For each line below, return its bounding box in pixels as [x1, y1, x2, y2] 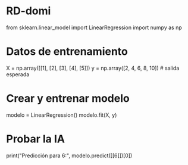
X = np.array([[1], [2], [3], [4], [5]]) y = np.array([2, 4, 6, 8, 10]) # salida [6, 64, 180, 71]
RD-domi [6, 4, 51, 18]
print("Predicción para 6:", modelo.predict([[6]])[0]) [6, 152, 133, 159]
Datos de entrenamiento [6, 45, 128, 58]
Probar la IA [6, 132, 65, 145]
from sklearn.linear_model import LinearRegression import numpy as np [6, 24, 183, 31]
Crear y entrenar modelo [6, 92, 130, 105]
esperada [6, 70, 30, 78]
